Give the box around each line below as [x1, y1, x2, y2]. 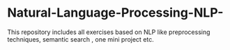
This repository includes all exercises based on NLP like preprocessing [7, 28, 210, 36]
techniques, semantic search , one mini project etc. [7, 35, 155, 43]
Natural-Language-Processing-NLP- [7, 5, 224, 21]
